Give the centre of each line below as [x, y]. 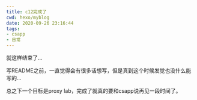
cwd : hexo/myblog [28, 17]
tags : [13, 29]
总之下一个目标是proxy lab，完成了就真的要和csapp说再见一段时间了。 [94, 91]
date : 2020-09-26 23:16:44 [40, 23]
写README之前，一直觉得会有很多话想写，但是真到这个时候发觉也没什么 [96, 70]
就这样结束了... [25, 58]
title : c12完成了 [26, 12]
